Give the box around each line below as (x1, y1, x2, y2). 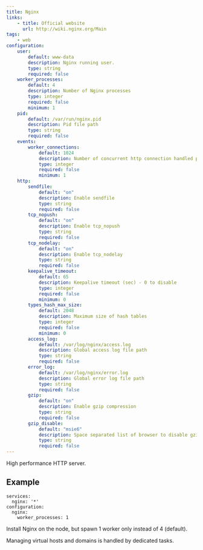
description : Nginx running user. (28, 59, 115, 65)
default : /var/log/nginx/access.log (38, 341, 131, 347)
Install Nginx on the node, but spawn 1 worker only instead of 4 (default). (6, 525, 188, 532)
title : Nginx (6, 8, 39, 15)
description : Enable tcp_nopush (38, 223, 120, 229)
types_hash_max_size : (28, 302, 83, 308)
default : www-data (28, 54, 74, 60)
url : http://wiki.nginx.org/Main (22, 25, 107, 32)
